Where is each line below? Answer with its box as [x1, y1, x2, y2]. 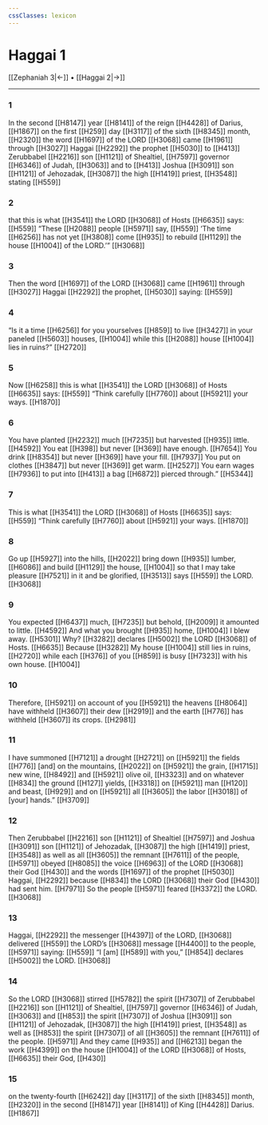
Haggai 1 [8, 45, 66, 64]
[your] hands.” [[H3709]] [8, 795, 90, 804]
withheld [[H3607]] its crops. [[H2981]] [8, 715, 136, 724]
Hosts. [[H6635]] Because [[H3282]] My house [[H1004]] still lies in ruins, [8, 643, 251, 653]
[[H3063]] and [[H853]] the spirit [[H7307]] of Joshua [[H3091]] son [8, 1011, 233, 1020]
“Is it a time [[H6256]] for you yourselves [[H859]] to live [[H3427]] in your [8, 325, 254, 335]
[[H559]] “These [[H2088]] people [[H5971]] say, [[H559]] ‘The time [8, 224, 231, 234]
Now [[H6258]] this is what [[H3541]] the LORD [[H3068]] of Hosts [8, 381, 227, 390]
